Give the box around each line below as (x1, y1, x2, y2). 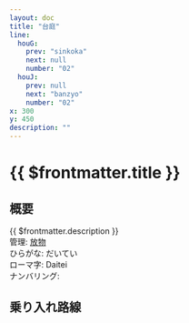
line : (9, 30, 30, 39)
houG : (17, 38, 39, 48)
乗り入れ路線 (9, 299, 82, 315)
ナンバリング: (9, 270, 61, 281)
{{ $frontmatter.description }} (9, 226, 120, 237)
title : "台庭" (9, 22, 61, 31)
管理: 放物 (9, 237, 46, 247)
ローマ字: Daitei (9, 259, 68, 269)
